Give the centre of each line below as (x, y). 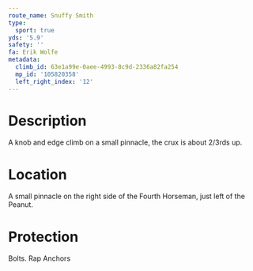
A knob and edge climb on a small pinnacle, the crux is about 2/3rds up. (125, 142)
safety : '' (26, 45)
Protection (43, 237)
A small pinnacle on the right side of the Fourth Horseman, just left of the (126, 196)
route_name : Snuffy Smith (51, 15)
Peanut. (21, 205)
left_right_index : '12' (54, 81)
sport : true (35, 30)
